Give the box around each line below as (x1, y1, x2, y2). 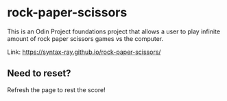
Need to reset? (7, 68, 71, 79)
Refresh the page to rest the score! (7, 85, 106, 93)
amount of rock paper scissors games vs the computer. (7, 34, 164, 42)
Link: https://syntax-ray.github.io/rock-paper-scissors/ (7, 48, 161, 56)
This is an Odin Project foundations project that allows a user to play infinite (7, 27, 221, 35)
